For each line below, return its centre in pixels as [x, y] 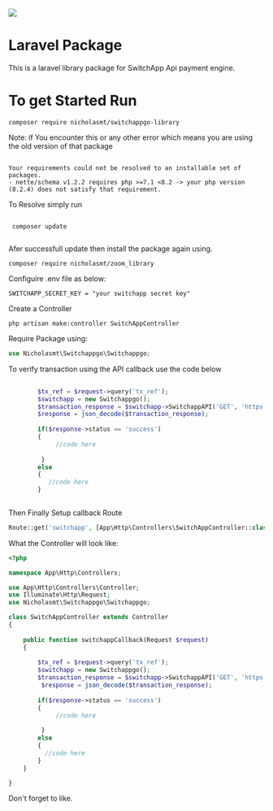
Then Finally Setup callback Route [65, 513]
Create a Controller [40, 309]
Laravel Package [65, 46]
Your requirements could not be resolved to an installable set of [125, 168]
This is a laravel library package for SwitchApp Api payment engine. [122, 68]
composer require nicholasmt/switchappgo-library [94, 123]
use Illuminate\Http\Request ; [60, 595]
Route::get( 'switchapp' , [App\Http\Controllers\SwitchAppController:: [130, 527]
